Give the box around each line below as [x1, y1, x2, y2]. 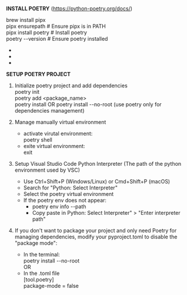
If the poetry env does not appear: [23, 197, 107, 204]
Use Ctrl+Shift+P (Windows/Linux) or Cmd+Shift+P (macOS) [23, 178, 171, 185]
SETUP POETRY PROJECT [6, 71, 71, 77]
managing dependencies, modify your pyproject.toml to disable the [14, 233, 178, 240]
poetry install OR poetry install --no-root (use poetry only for [14, 101, 162, 108]
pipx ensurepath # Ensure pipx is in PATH [6, 23, 106, 29]
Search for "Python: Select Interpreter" [23, 184, 118, 191]
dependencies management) [14, 107, 85, 114]
